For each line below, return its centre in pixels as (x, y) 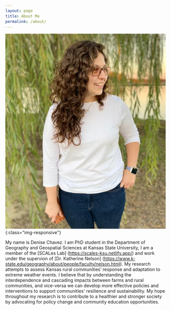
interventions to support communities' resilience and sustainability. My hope (85, 291)
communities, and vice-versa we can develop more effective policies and (82, 286)
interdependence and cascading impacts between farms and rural (75, 280)
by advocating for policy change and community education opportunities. (82, 302)
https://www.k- (120, 259)
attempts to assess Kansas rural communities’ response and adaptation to (83, 269)
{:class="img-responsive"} (33, 233)
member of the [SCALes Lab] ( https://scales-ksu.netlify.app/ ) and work (80, 253)
